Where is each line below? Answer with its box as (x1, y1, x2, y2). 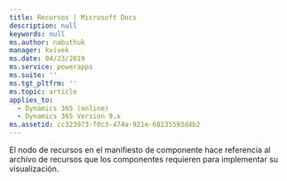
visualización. (9, 163, 60, 174)
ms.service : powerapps (9, 63, 93, 72)
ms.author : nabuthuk (9, 37, 86, 47)
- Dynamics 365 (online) (17, 104, 109, 113)
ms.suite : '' (9, 71, 58, 80)
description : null (9, 21, 77, 30)
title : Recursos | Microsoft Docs (9, 12, 138, 22)
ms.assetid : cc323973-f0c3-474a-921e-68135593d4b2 (9, 121, 201, 130)
